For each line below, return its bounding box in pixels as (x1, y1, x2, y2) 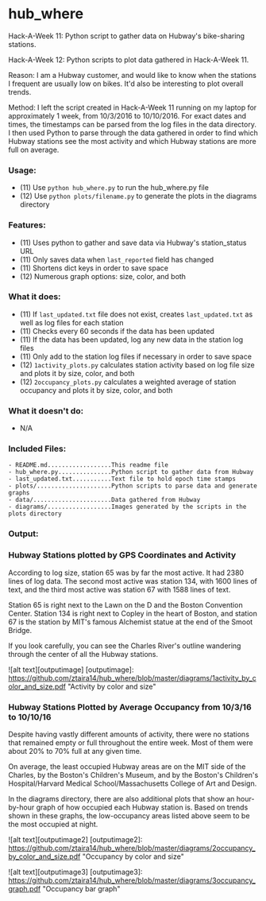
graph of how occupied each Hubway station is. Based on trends (36, 802, 249, 812)
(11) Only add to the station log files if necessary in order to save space (19, 351, 253, 361)
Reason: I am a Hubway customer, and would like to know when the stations (8, 70, 256, 80)
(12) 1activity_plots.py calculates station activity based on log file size (19, 359, 256, 370)
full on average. (8, 145, 60, 154)
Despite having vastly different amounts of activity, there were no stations (8, 729, 250, 739)
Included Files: (8, 443, 67, 454)
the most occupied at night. (8, 819, 98, 829)
